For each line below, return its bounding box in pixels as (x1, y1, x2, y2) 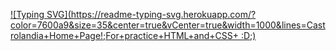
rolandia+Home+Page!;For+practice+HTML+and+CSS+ (10, 30, 240, 41)
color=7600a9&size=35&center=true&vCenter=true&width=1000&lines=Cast (10, 19, 326, 31)
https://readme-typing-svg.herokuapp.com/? (70, 9, 257, 20)
